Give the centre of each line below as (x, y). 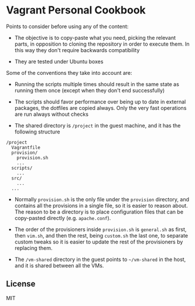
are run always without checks (52, 114)
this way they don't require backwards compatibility (77, 50)
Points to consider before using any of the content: (67, 26)
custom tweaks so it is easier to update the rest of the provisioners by (99, 242)
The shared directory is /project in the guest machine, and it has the (97, 125)
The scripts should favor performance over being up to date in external (100, 102)
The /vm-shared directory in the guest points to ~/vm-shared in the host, (100, 259)
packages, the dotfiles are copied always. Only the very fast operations (100, 108)
